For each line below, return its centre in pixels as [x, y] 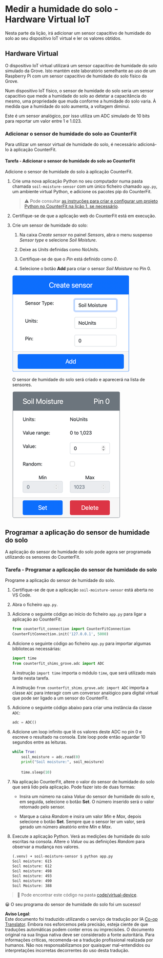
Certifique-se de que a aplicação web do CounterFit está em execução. [84, 216]
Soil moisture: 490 [32, 881]
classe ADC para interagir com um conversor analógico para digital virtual [85, 693]
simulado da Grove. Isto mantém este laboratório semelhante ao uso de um [81, 71]
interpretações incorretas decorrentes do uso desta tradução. [67, 951]
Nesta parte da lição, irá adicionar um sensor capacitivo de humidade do [78, 33]
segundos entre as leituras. [40, 742]
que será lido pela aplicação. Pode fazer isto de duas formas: [74, 787]
